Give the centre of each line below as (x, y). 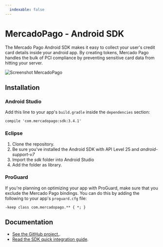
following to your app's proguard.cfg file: (46, 198)
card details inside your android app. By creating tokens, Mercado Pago (77, 52)
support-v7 (23, 154)
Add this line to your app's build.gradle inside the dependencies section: (78, 112)
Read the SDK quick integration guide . (50, 239)
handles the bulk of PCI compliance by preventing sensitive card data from (80, 58)
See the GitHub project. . (36, 234)
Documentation (29, 222)
